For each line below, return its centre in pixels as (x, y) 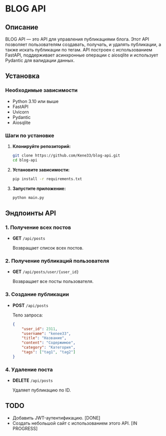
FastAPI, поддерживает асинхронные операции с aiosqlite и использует (82, 55)
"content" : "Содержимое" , (49, 343)
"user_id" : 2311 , (40, 329)
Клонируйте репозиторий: (41, 146)
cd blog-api (25, 160)
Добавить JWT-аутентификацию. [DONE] (56, 417)
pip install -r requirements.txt (47, 179)
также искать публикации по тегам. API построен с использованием (79, 50)
